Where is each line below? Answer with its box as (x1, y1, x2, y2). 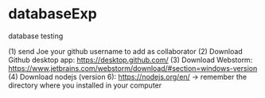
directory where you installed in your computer (8, 80, 162, 90)
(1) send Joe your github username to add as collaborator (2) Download (8, 46, 243, 56)
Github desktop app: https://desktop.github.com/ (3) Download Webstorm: (8, 55, 253, 65)
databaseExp (8, 5, 97, 23)
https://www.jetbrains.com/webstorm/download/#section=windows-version (8, 63, 258, 73)
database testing (8, 31, 64, 41)
